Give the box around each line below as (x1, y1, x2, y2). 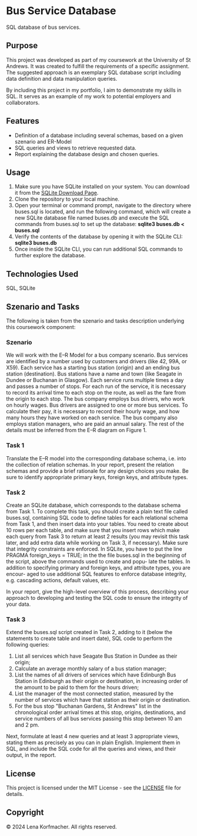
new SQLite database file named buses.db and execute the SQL (14, 214, 169, 221)
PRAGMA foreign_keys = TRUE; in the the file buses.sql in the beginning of (6, 552, 187, 559)
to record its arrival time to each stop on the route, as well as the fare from (6, 389, 186, 396)
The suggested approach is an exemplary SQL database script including (6, 69, 181, 76)
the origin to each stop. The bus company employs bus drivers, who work (6, 396, 185, 403)
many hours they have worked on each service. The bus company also (6, 414, 178, 422)
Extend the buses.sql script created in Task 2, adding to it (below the (6, 629, 173, 636)
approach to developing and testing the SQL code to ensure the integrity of (6, 594, 188, 601)
